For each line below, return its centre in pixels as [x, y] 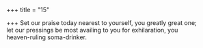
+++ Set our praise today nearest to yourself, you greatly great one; [102, 23]
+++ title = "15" [28, 10]
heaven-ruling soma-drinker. [46, 37]
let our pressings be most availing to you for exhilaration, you [92, 30]
